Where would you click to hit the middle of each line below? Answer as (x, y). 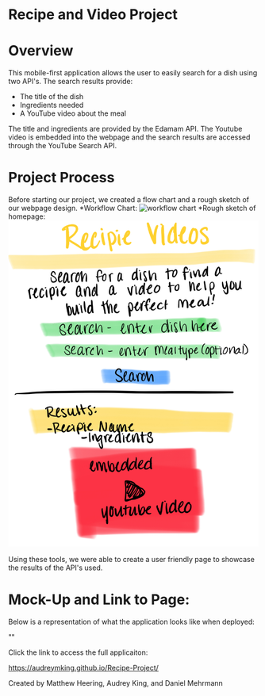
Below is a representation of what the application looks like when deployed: (132, 621)
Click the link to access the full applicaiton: (78, 652)
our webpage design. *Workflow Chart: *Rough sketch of (132, 208)
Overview (41, 51)
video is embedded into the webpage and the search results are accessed (129, 137)
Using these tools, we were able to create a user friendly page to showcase (132, 559)
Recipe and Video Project (93, 15)
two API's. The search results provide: (71, 82)
